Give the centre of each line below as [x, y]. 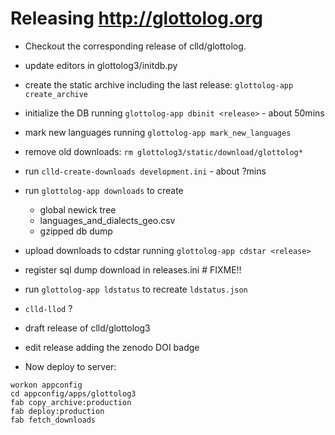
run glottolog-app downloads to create [104, 190]
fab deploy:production [57, 411]
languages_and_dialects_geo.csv [107, 220]
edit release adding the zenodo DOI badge [112, 347]
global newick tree [78, 209]
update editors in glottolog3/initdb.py [101, 65]
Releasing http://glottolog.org [136, 18]
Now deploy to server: [70, 366]
